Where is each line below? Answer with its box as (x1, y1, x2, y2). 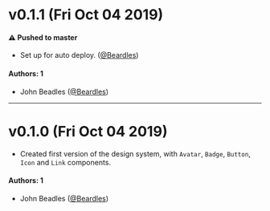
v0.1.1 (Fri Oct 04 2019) (8, 6, 164, 24)
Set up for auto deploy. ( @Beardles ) (19, 51, 139, 60)
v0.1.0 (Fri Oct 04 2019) (8, 122, 168, 140)
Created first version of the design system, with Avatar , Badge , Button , (19, 148, 252, 158)
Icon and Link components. (19, 157, 111, 167)
